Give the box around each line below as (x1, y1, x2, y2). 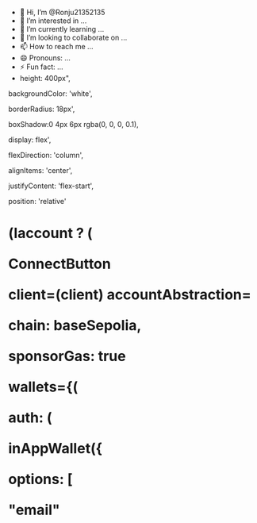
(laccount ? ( (8, 225, 93, 242)
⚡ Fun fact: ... (19, 62, 63, 71)
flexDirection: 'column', (8, 151, 84, 160)
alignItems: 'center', (8, 166, 73, 175)
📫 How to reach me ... (19, 42, 94, 51)
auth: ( (8, 409, 52, 427)
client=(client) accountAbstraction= (8, 286, 251, 304)
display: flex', (8, 135, 52, 144)
